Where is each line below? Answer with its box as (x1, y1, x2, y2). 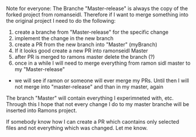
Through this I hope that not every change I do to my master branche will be (6, 101, 190, 107)
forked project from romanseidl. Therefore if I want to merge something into (6, 11, 189, 18)
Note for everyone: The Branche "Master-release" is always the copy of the (6, 5, 188, 12)
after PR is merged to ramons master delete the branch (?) (14, 54, 155, 60)
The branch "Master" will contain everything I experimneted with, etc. (6, 94, 174, 101)
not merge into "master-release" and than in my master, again (14, 83, 164, 90)
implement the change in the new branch (14, 35, 114, 41)
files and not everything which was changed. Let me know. (6, 125, 148, 131)
